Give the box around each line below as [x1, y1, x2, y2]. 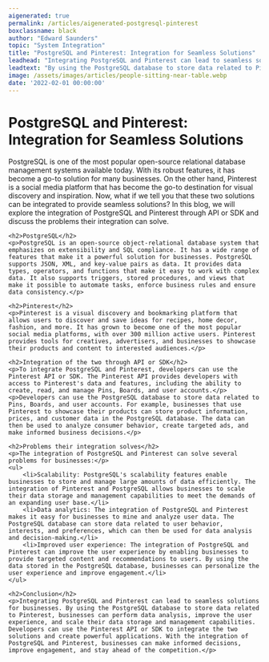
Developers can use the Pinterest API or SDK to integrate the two [8, 625, 239, 634]
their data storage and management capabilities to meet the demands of [8, 492, 256, 500]
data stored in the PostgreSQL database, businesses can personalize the [8, 562, 260, 571]
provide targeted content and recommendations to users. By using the [8, 555, 249, 563]
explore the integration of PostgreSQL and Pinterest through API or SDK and [8, 208, 259, 217]
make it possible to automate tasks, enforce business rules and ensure [8, 282, 256, 290]
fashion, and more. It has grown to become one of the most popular [8, 323, 242, 331]
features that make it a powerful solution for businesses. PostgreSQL [8, 254, 252, 262]
